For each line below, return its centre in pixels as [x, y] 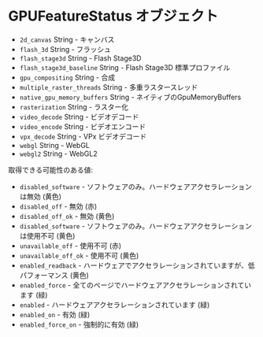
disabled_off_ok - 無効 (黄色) [67, 216]
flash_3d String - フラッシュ [65, 49]
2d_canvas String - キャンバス [67, 39]
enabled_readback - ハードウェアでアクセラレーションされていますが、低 [137, 265]
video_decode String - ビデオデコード [79, 117]
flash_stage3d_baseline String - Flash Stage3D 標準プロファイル [125, 67]
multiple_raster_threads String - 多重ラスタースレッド [109, 87]
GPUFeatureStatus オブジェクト [113, 16]
